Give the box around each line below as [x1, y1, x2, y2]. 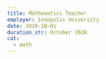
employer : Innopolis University [7, 16, 99, 23]
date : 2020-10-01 [7, 22, 57, 29]
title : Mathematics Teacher [7, 9, 88, 17]
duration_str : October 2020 [7, 28, 88, 36]
